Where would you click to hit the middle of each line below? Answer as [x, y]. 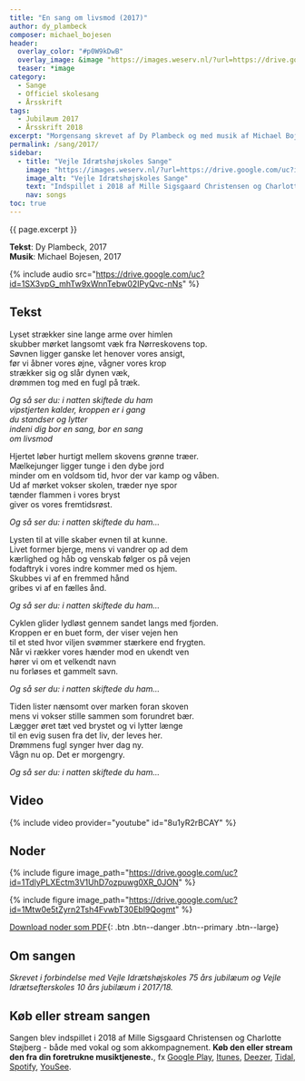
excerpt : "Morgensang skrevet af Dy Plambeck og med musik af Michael [146, 136]
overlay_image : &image [60, 60]
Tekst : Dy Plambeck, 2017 [58, 247]
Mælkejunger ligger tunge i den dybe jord [87, 466]
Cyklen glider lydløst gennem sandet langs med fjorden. [114, 623]
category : [28, 77]
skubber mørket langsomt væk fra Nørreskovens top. [108, 344]
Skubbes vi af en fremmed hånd [69, 578]
